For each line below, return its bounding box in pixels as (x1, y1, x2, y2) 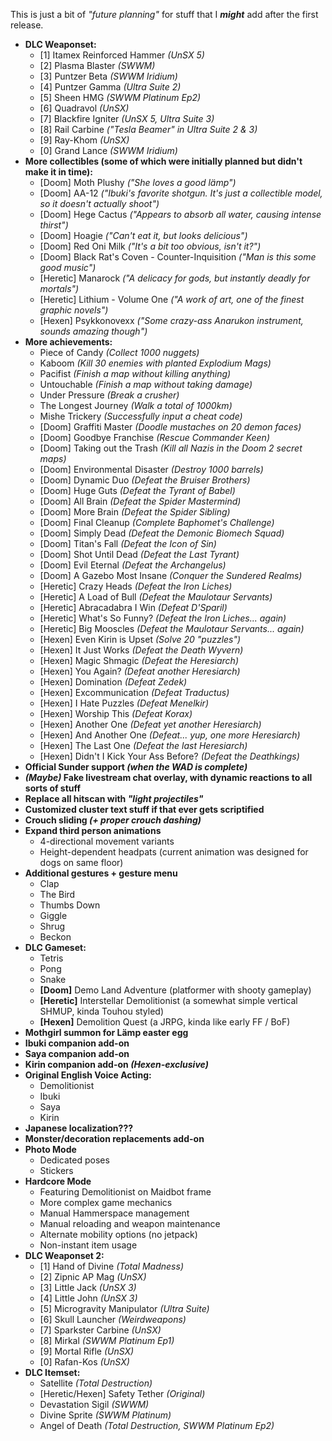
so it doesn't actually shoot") (39, 198, 160, 209)
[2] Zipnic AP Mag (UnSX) (39, 1271, 147, 1283)
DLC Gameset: (24, 942, 87, 953)
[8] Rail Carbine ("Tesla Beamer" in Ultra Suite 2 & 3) (39, 124, 258, 135)
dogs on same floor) (39, 857, 124, 868)
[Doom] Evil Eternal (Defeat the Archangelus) (39, 559, 227, 571)
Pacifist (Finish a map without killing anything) (39, 368, 232, 379)
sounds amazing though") (39, 325, 148, 337)
